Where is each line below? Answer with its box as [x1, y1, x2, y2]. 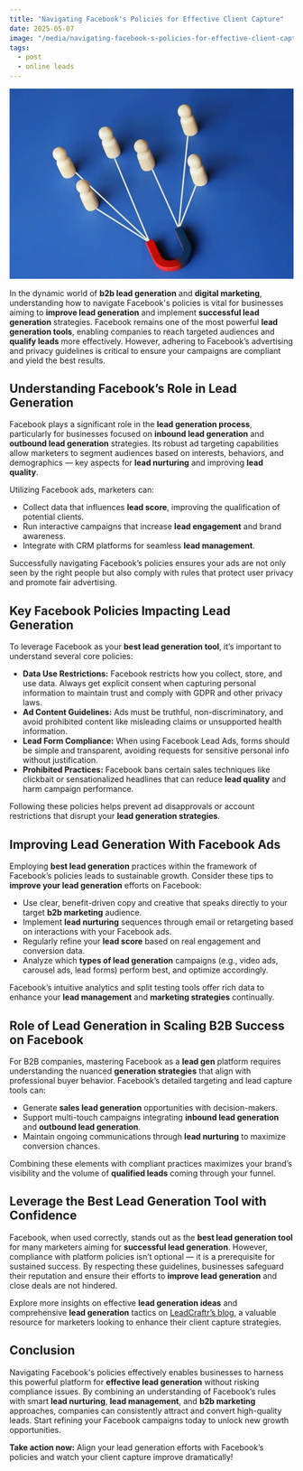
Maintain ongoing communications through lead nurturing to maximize [22, 1131, 287, 1141]
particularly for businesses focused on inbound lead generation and [9, 429, 264, 440]
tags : [9, 43, 30, 52]
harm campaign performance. [22, 784, 134, 795]
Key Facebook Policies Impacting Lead [9, 603, 231, 619]
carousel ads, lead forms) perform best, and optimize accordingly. [22, 964, 269, 975]
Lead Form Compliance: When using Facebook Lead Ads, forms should [22, 736, 290, 747]
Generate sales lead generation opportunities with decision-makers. [22, 1102, 278, 1113]
